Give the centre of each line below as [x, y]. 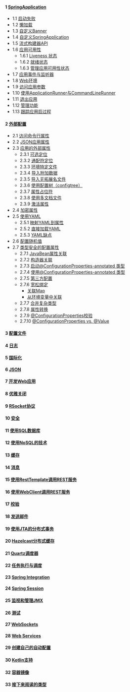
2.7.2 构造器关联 [36, 260]
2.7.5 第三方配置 [36, 278]
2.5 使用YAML [26, 216]
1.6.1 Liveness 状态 [38, 56]
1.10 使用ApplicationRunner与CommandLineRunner [64, 93]
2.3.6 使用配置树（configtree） [51, 186]
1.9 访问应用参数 [29, 87]
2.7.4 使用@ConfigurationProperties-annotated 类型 [72, 272]
